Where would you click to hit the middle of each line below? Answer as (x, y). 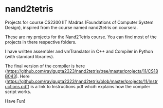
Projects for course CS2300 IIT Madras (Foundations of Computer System (79, 22)
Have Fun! (15, 101)
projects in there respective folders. (41, 42)
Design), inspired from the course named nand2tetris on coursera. (72, 27)
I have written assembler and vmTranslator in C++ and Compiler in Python (79, 51)
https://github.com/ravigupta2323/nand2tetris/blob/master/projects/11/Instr (82, 81)
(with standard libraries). (30, 56)
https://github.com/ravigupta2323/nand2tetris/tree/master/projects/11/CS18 (82, 71)
